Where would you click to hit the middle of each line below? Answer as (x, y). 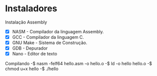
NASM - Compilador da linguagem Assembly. (58, 31)
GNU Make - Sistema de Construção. (50, 43)
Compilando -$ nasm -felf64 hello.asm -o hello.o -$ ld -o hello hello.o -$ (78, 64)
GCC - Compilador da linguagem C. (48, 37)
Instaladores (31, 9)
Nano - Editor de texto (35, 54)
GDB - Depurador (30, 48)
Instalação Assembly (26, 22)
